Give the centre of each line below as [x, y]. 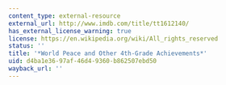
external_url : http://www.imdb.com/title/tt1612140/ [99, 23]
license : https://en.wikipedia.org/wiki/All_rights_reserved [113, 38]
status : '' [27, 46]
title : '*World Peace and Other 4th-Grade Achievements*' [108, 53]
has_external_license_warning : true [70, 31]
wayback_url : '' [36, 69]
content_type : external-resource [65, 16]
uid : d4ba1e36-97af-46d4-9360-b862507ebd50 [83, 62]
